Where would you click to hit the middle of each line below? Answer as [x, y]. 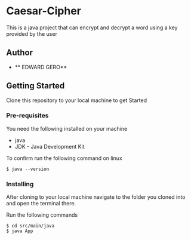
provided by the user [32, 33]
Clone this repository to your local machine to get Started [77, 100]
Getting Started [36, 86]
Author [19, 53]
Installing [20, 184]
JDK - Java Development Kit [50, 146]
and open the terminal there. [41, 204]
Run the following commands [42, 215]
